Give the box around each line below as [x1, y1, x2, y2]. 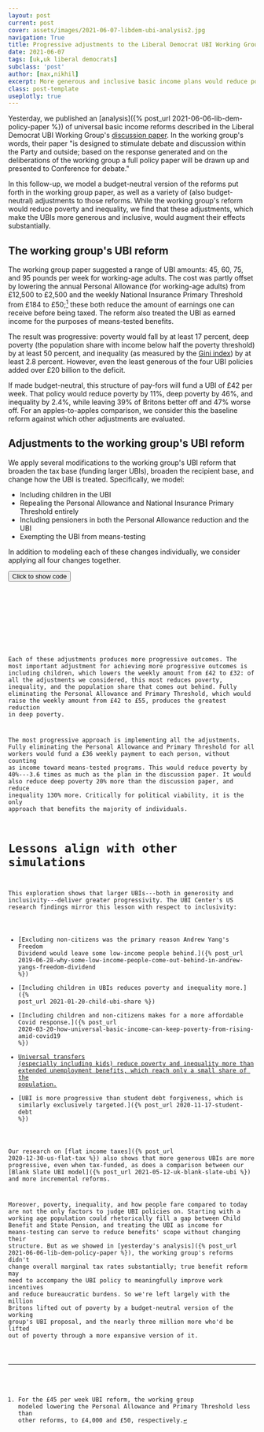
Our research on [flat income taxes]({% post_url [8, 1147, 174, 1155]
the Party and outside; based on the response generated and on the [8, 147, 228, 157]
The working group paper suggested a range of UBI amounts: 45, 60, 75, [8, 265, 244, 274]
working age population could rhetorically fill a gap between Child [8, 1214, 241, 1222]
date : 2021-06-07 [8, 48, 65, 56]
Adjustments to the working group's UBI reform [8, 437, 245, 450]
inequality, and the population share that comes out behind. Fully [8, 683, 237, 691]
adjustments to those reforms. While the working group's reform [35, 196, 244, 206]
